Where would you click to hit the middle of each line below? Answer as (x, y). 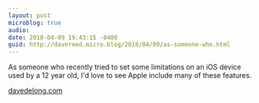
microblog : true (35, 23)
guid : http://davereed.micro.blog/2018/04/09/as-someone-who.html (119, 45)
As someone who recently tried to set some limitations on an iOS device (125, 67)
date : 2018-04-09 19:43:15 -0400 (63, 37)
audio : (19, 30)
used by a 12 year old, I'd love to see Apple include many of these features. (130, 75)
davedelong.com (35, 90)
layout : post (30, 15)
